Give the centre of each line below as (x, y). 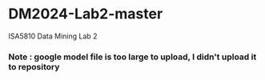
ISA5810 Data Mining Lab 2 (53, 36)
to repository (34, 66)
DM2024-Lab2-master (86, 14)
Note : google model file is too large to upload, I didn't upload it (132, 57)
